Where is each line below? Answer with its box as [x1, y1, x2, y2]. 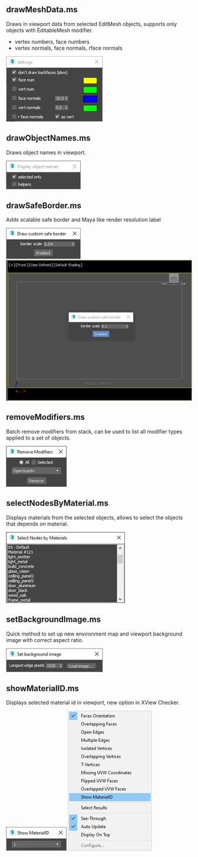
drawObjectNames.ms [6, 133, 91, 144]
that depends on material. [6, 520, 69, 527]
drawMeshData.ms [6, 5, 78, 15]
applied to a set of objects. [6, 434, 71, 441]
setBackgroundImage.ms [6, 614, 101, 625]
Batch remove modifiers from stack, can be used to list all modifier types [6, 428, 183, 435]
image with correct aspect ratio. [6, 636, 84, 643]
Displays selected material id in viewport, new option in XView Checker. [6, 699, 180, 706]
